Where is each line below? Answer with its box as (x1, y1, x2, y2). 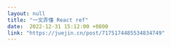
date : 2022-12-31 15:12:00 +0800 (7, 23, 109, 30)
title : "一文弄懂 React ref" (7, 17, 89, 23)
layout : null (7, 10, 46, 17)
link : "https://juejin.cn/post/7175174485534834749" (7, 29, 165, 37)
